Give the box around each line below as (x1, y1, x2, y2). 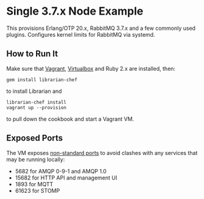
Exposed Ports (6, 133, 63, 143)
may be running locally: (6, 156, 65, 163)
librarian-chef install (6, 99, 67, 105)
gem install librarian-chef (6, 76, 78, 83)
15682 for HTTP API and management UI (15, 174, 118, 181)
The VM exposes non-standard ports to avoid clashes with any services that (6, 149, 198, 156)
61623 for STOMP (15, 187, 60, 194)
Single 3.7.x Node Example (6, 4, 144, 18)
